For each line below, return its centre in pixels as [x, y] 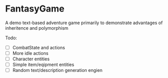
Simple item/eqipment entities [43, 65]
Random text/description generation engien [57, 70]
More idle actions [30, 53]
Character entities [31, 59]
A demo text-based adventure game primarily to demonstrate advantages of [84, 23]
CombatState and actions [39, 47]
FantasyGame [35, 9]
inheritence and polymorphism [37, 28]
